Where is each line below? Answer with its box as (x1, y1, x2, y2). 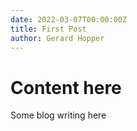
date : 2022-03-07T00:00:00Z (10, 14, 128, 25)
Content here (10, 76, 122, 99)
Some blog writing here (10, 109, 107, 121)
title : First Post (10, 24, 87, 34)
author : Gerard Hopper (10, 33, 105, 43)
